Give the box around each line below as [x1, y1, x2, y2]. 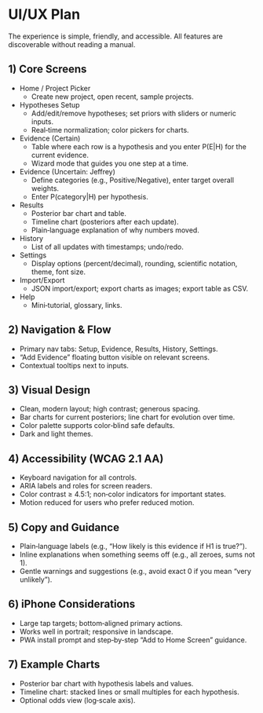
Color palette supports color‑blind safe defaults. [19, 421, 175, 430]
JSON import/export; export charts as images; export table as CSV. [31, 283, 249, 293]
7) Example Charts [8, 658, 100, 671]
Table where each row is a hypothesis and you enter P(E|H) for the [31, 141, 247, 151]
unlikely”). [19, 575, 53, 584]
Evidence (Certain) [19, 133, 81, 143]
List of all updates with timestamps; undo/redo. [31, 242, 184, 251]
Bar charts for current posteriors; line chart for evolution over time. [19, 412, 236, 422]
